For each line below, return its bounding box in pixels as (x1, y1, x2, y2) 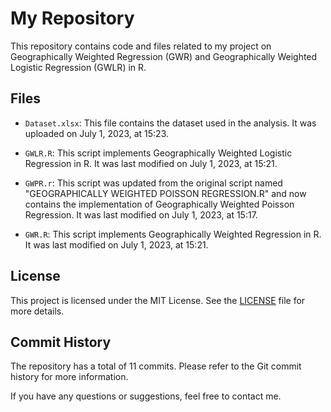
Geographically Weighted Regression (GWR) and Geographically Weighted (10, 50, 318, 62)
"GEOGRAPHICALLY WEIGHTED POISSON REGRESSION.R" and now (24, 187, 307, 199)
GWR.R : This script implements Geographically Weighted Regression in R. (24, 228, 322, 240)
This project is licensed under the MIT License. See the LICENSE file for (10, 294, 306, 306)
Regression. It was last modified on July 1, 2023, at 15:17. (24, 208, 258, 221)
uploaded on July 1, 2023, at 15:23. (24, 127, 170, 139)
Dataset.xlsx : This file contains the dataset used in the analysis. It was (24, 117, 317, 129)
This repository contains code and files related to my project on (10, 40, 272, 52)
